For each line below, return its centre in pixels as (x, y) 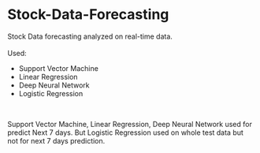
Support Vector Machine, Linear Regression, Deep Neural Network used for (130, 124)
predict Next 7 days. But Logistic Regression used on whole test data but (125, 132)
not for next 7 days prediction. (56, 140)
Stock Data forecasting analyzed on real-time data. (90, 36)
